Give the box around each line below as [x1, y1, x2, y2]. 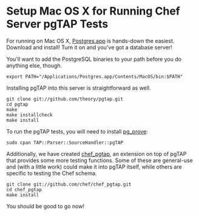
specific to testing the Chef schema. [6, 169, 97, 177]
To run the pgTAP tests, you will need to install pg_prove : [6, 127, 149, 135]
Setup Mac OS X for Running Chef [6, 4, 181, 18]
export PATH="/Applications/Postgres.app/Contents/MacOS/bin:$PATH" [6, 73, 183, 79]
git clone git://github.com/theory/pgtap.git [6, 96, 123, 102]
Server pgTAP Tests [6, 17, 109, 31]
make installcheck [6, 112, 53, 118]
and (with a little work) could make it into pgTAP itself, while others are [6, 163, 182, 170]
